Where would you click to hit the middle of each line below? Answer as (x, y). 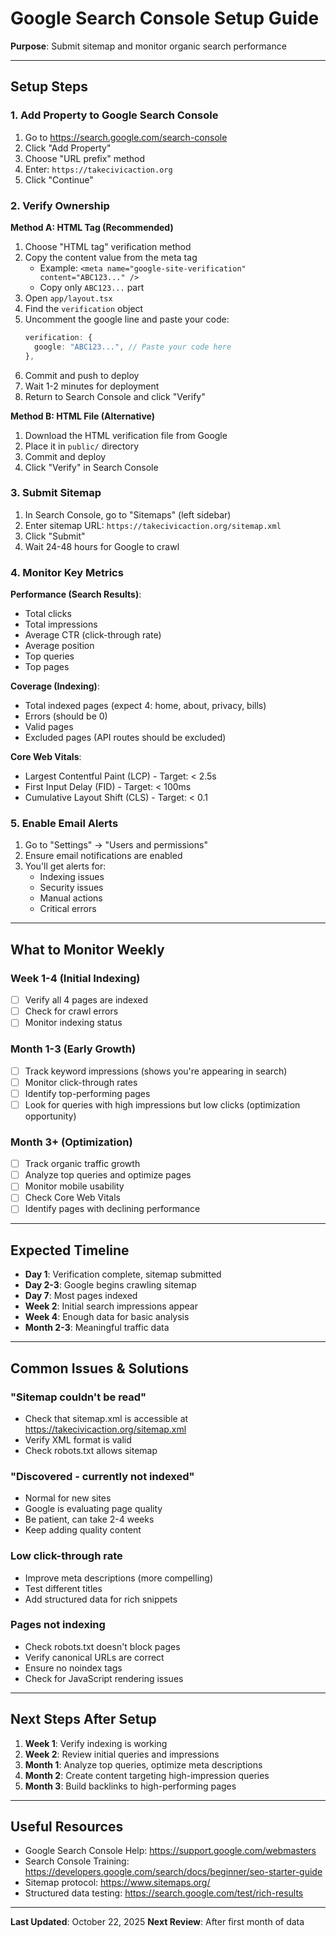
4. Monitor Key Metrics (67, 572)
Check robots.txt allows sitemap (91, 1450)
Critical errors (68, 909)
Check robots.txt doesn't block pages (102, 1646)
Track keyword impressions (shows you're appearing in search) (156, 1071)
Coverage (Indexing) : (55, 686)
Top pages (47, 667)
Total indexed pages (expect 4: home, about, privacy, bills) (145, 706)
